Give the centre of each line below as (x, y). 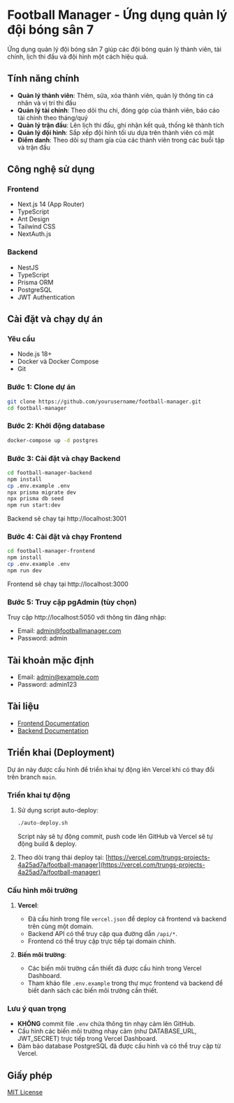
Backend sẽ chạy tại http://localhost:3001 (67, 519)
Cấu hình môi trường (43, 890)
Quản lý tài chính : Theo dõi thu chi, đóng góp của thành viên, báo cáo (118, 110)
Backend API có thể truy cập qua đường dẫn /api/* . (103, 934)
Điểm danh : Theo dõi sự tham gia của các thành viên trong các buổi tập (121, 140)
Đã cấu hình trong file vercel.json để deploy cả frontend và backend (127, 919)
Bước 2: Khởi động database (56, 426)
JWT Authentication (46, 297)
